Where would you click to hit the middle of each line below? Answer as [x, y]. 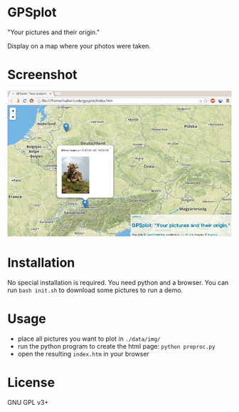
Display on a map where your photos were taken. [79, 46]
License [31, 383]
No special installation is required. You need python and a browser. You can [118, 282]
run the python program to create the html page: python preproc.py [116, 346]
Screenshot [42, 75]
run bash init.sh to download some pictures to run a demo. [95, 290]
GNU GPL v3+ [28, 402]
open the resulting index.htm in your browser [83, 354]
